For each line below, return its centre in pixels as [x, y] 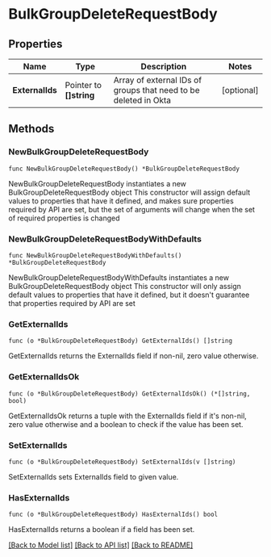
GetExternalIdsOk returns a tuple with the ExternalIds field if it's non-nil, [128, 416]
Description [164, 67]
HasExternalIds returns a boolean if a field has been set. [102, 530]
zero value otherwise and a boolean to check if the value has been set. [126, 424]
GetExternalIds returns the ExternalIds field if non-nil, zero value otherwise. [133, 356]
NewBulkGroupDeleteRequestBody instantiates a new [98, 183]
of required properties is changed [64, 218]
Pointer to [83, 85]
